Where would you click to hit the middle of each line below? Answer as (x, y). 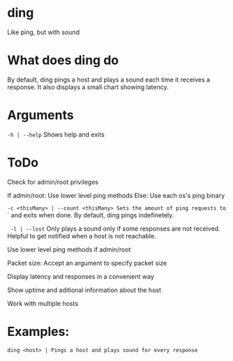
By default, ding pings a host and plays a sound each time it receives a (109, 79)
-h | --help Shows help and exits (56, 135)
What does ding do (63, 60)
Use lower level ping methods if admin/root (69, 249)
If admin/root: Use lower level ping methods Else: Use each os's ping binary (116, 195)
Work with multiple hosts (43, 303)
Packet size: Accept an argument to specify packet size (87, 263)
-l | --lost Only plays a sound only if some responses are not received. (115, 229)
